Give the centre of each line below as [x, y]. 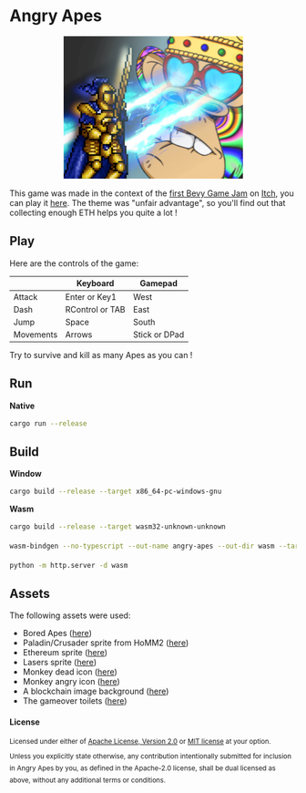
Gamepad [158, 283]
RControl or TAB [95, 309]
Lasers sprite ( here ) [60, 663]
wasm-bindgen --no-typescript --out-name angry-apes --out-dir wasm [142, 546]
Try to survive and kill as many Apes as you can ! [101, 355]
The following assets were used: [70, 615]
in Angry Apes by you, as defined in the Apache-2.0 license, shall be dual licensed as [143, 768]
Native [22, 406]
